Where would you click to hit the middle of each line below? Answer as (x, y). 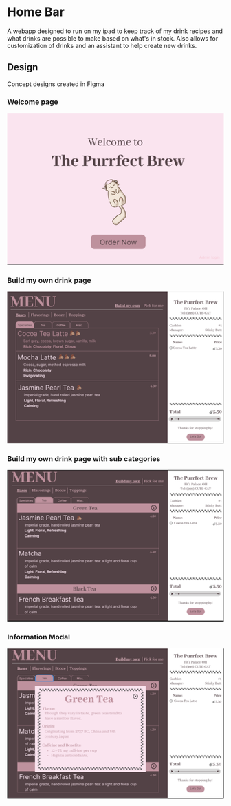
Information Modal (39, 637)
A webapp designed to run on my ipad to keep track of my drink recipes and (115, 31)
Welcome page (33, 102)
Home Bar (36, 12)
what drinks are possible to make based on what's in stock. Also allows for (113, 38)
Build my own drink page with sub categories (84, 458)
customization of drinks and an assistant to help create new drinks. (102, 45)
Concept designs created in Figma (56, 84)
